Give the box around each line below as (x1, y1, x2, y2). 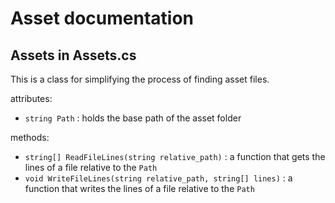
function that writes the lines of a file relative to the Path (24, 183, 255, 194)
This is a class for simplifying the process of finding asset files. (10, 73, 270, 85)
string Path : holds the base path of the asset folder (24, 112, 242, 124)
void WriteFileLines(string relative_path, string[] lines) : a (24, 172, 293, 184)
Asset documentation (10, 7, 195, 30)
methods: (10, 132, 50, 143)
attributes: (10, 93, 53, 104)
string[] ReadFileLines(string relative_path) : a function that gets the (24, 151, 326, 162)
